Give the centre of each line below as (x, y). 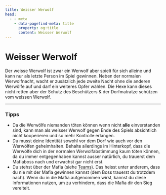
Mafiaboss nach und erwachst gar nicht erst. (58, 162)
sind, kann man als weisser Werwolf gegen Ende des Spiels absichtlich (84, 130)
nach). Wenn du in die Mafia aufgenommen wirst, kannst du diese (79, 178)
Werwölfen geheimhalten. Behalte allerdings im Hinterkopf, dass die (81, 146)
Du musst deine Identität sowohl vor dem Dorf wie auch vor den (77, 141)
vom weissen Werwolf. (28, 97)
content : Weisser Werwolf (45, 33)
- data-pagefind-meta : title (44, 23)
